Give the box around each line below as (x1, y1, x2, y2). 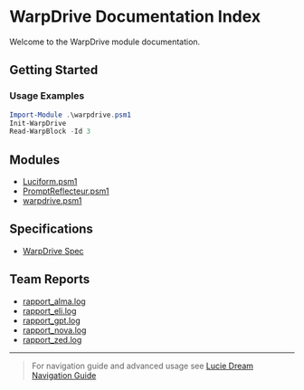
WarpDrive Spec (22, 245, 84, 256)
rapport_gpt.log (22, 315, 81, 326)
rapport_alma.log (22, 296, 86, 307)
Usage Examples (9, 90, 85, 102)
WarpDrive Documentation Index (9, 6, 261, 27)
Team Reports (9, 271, 90, 287)
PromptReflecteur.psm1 (22, 185, 109, 196)
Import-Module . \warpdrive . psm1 (9, 110, 131, 119)
